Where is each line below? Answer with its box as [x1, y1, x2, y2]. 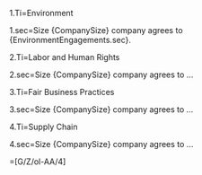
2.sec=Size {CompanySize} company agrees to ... [9, 69, 194, 80]
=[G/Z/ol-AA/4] [9, 156, 66, 167]
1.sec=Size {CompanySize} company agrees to [9, 25, 183, 35]
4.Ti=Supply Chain [9, 121, 78, 132]
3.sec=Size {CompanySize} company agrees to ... [9, 104, 194, 115]
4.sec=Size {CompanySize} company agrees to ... [9, 139, 194, 149]
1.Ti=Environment [9, 8, 74, 18]
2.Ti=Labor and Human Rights [9, 52, 120, 62]
